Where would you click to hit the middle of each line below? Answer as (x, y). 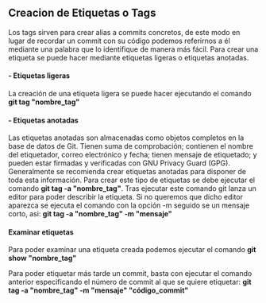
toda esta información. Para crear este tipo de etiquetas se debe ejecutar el (132, 180)
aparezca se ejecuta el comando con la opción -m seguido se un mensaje (129, 205)
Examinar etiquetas (41, 232)
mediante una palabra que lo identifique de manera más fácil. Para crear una (133, 49)
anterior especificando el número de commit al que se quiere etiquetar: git (130, 282)
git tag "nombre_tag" (44, 102)
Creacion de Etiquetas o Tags (82, 13)
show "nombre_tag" (42, 258)
